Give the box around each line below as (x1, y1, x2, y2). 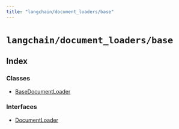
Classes (6, 74, 31, 83)
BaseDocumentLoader (14, 88, 71, 95)
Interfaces (6, 103, 37, 111)
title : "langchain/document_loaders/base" (6, 8, 114, 15)
